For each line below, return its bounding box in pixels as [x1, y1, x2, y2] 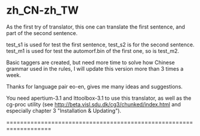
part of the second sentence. [6, 29, 78, 36]
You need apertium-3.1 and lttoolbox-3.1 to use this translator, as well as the [6, 94, 192, 102]
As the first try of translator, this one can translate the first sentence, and [6, 23, 185, 30]
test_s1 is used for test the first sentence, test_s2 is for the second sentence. [6, 41, 195, 48]
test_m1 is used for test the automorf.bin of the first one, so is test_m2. [6, 47, 180, 54]
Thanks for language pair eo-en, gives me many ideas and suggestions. [6, 83, 183, 90]
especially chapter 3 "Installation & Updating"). [6, 107, 121, 114]
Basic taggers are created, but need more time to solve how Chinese [6, 59, 175, 66]
